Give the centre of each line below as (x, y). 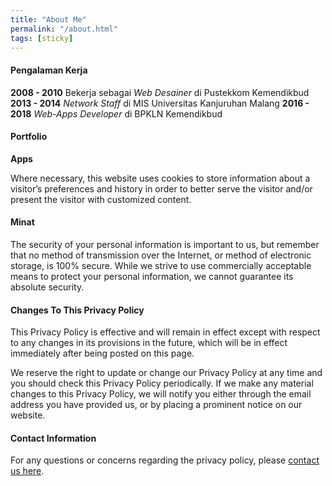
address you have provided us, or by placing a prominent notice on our (156, 405)
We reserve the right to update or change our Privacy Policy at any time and (166, 373)
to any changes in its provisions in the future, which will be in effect (149, 343)
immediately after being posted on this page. (102, 353)
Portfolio (29, 137)
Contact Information (53, 438)
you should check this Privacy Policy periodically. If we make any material (162, 383)
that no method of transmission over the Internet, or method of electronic (161, 255)
